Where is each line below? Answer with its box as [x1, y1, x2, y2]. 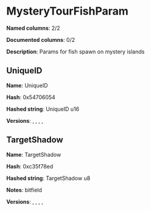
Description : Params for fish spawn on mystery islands [6, 47, 145, 55]
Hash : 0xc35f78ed [6, 162, 54, 170]
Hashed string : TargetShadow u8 [6, 175, 91, 182]
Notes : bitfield [6, 186, 43, 193]
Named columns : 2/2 [6, 24, 60, 32]
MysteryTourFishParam [6, 4, 129, 18]
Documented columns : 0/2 [6, 36, 75, 43]
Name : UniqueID [6, 81, 48, 89]
